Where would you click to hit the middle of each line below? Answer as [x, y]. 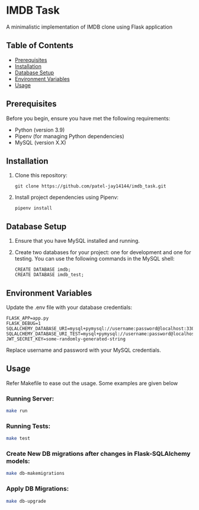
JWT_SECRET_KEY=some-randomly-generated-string [66, 339]
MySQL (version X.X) [40, 142]
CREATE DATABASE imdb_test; [49, 275]
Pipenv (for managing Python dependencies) [69, 136]
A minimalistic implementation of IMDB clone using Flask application [89, 27]
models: [18, 461]
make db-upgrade [26, 501]
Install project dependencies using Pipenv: [67, 198]
